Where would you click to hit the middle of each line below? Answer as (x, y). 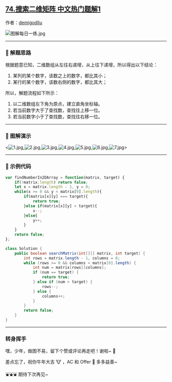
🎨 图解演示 (18, 136)
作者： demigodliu (24, 23)
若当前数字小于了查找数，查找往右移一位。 (58, 117)
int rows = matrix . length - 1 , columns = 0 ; (72, 258)
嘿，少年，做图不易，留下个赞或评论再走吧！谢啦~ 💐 (61, 351)
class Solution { (24, 248)
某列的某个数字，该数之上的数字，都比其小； (60, 76)
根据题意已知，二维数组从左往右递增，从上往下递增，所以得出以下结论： (81, 65)
